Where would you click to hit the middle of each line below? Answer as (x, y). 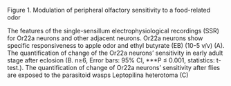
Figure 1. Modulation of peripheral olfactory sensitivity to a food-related (109, 10)
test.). (16, 68)
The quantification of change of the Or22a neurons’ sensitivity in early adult (115, 53)
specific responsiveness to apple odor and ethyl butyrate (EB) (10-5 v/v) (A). (116, 45)
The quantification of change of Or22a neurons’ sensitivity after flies (122, 68)
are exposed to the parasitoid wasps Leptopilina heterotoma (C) (98, 75)
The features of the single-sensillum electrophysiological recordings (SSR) (113, 31)
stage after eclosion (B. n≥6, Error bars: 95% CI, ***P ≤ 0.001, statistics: (111, 60)
